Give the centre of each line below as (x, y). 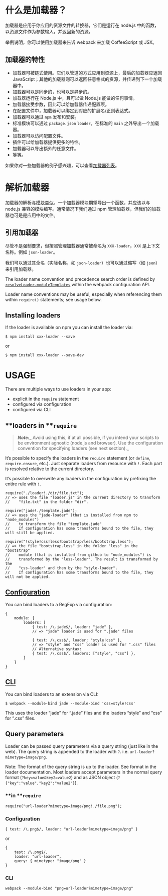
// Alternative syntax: (57, 649)
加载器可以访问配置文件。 (39, 136)
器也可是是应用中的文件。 (32, 215)
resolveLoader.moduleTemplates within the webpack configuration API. (78, 284)
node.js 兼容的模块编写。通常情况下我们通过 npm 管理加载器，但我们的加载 (83, 209)
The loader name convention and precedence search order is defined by (80, 279)
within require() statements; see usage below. (53, 299)
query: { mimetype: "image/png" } (50, 861)
